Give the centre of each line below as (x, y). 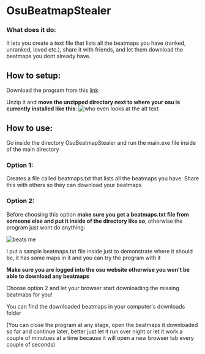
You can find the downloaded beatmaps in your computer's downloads (96, 306)
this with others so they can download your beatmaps (74, 185)
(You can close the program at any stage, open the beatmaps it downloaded (102, 325)
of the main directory (33, 149)
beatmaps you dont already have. (48, 56)
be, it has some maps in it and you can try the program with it (84, 258)
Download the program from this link (53, 90)
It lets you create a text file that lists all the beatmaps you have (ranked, (96, 43)
